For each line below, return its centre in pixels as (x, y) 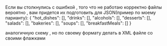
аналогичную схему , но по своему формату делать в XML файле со (79, 33)
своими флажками (25, 38)
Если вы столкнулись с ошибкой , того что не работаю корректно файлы (84, 7)
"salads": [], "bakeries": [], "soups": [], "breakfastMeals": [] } (68, 23)
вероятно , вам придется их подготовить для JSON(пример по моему (81, 12)
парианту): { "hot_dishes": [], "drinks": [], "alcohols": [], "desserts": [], (78, 18)
